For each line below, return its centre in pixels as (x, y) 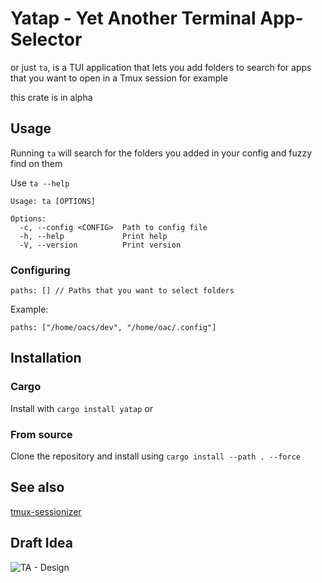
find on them (36, 163)
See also (37, 487)
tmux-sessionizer (46, 511)
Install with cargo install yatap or (81, 408)
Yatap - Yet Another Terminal (133, 18)
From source (41, 434)
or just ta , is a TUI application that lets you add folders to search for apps (161, 67)
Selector (46, 39)
